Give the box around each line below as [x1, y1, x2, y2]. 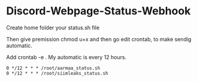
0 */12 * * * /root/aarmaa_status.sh [6, 65, 101, 71]
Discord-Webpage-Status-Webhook [6, 4, 191, 18]
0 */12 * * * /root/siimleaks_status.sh [6, 70, 109, 76]
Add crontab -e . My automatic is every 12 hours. [6, 53, 127, 60]
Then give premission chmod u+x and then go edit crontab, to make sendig [6, 35, 192, 42]
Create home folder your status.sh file [6, 24, 100, 31]
